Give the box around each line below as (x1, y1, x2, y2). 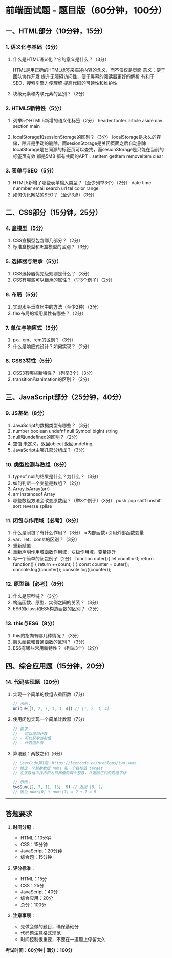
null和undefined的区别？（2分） (12, 434, 81, 440)
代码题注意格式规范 (20, 930, 61, 936)
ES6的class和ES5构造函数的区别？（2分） (12, 605, 102, 611)
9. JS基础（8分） (5, 409, 48, 416)
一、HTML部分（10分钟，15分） (5, 27, 107, 35)
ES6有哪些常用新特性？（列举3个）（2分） (12, 645, 101, 652)
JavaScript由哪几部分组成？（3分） (12, 447, 88, 453)
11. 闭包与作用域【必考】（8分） (5, 517, 82, 524)
